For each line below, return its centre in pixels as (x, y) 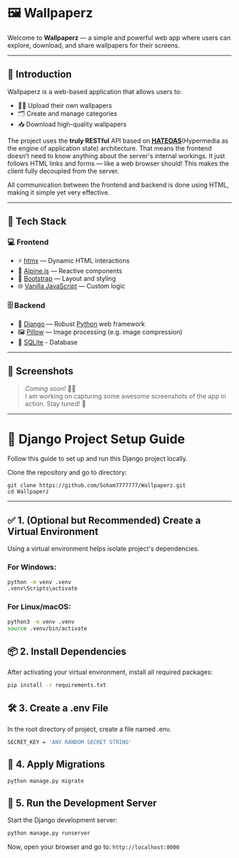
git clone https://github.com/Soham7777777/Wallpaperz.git (97, 486)
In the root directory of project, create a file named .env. (90, 729)
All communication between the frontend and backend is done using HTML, (118, 185)
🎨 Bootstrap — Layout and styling (67, 279)
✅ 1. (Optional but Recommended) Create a (104, 520)
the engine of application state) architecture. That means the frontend (110, 148)
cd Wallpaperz (28, 492)
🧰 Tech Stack (37, 221)
